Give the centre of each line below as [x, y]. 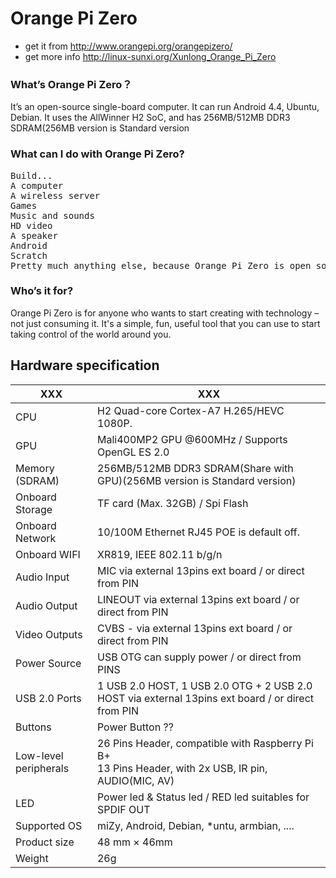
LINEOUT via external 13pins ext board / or [198, 599]
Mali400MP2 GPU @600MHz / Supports [192, 439]
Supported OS [49, 825]
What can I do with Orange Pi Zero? [97, 154]
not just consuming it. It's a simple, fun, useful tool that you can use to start [165, 323]
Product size [45, 842]
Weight [32, 858]
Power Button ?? [135, 727]
